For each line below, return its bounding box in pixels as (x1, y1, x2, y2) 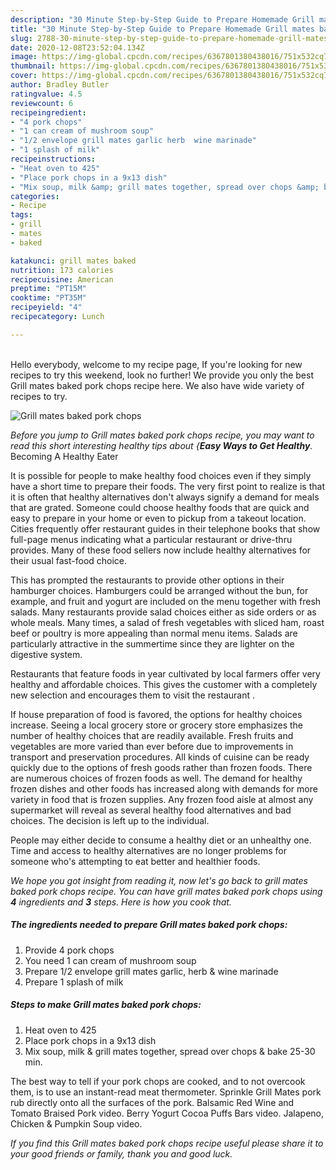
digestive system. (10, 648, 83, 660)
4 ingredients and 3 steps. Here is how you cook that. (10, 896, 232, 908)
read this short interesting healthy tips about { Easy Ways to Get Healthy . (10, 439, 313, 451)
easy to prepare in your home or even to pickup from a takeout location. (10, 512, 307, 524)
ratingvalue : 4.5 (10, 89, 83, 99)
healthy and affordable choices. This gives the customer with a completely (10, 678, 318, 690)
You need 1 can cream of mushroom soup (24, 954, 197, 966)
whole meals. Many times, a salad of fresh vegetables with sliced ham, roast (10, 616, 325, 628)
